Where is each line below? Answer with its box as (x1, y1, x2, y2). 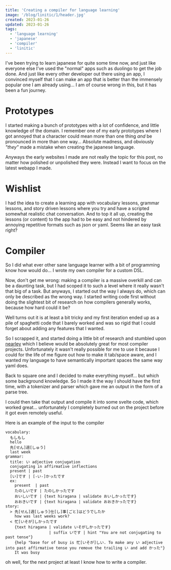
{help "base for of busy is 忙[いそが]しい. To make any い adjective (14, 540, 163, 545)
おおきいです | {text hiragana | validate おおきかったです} (14, 499, 137, 505)
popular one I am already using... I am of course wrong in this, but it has (5, 82, 157, 88)
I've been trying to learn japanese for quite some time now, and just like (5, 60, 156, 66)
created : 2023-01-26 (5, 17, 50, 22)
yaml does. (5, 363, 29, 369)
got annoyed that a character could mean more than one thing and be (5, 133, 153, 139)
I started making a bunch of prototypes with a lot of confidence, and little (5, 122, 160, 128)
